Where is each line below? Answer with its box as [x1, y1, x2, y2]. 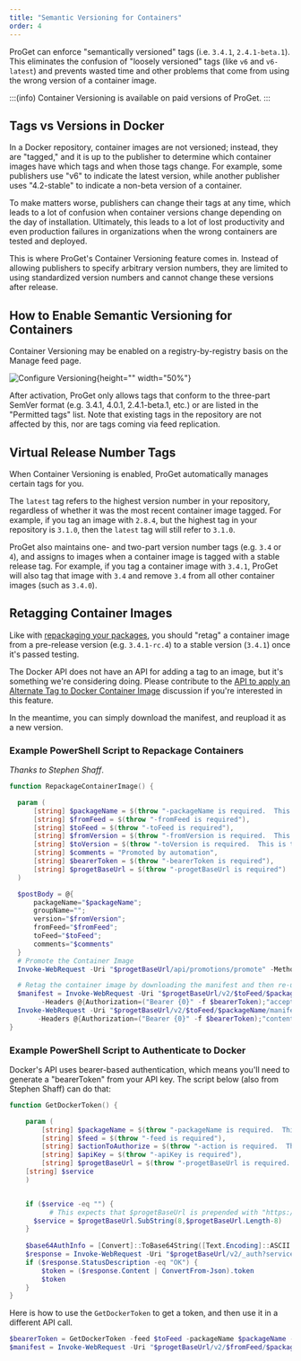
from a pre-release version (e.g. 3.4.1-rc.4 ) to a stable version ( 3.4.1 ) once [9, 639, 291, 650]
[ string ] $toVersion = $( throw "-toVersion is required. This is [32, 840, 287, 849]
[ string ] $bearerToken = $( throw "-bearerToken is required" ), [32, 857, 275, 866]
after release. [9, 282, 58, 293]
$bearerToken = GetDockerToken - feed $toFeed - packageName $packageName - [9, 1335, 295, 1344]
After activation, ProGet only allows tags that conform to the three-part [9, 390, 271, 401]
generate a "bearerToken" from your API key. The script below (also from [9, 1074, 279, 1084]
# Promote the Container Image [17, 956, 134, 966]
